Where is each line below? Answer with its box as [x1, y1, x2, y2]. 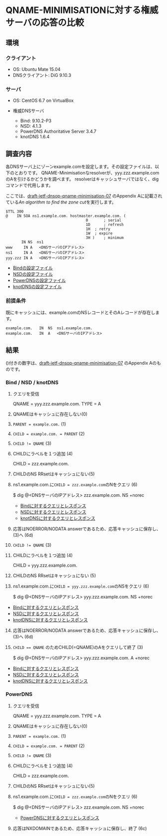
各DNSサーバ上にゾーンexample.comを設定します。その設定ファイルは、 [5, 163, 155, 170]
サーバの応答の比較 [5, 17, 84, 28]
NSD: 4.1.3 [20, 123, 42, 129]
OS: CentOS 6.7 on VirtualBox [12, 98, 74, 104]
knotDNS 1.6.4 [20, 134, 50, 140]
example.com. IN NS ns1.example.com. [5, 326, 93, 331]
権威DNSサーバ [12, 108, 44, 114]
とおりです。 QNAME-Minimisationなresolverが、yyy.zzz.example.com [14, 170, 160, 176]
